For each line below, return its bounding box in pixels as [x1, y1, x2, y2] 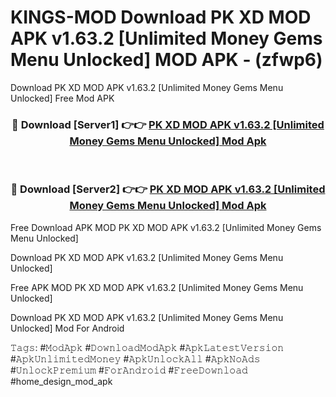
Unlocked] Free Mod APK [10, 92, 115, 104]
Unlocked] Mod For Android [10, 322, 125, 334]
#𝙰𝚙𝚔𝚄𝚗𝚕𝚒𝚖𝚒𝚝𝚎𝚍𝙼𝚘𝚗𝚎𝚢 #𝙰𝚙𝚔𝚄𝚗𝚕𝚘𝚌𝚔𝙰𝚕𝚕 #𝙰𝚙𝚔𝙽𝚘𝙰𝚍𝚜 [10, 352, 261, 365]
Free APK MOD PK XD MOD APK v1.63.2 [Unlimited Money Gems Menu [10, 281, 304, 293]
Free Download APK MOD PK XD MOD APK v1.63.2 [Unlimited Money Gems [10, 221, 322, 233]
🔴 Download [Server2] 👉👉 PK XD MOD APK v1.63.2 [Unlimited [10, 182, 326, 196]
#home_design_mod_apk [10, 375, 113, 387]
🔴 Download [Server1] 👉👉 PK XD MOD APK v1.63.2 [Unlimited [11, 117, 325, 131]
